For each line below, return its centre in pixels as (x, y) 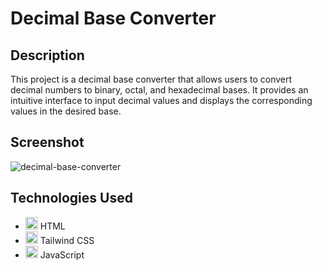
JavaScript (62, 254)
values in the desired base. (66, 111)
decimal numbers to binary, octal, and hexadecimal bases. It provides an (159, 90)
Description (47, 55)
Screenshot (47, 142)
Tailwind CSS (67, 240)
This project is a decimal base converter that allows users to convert (151, 79)
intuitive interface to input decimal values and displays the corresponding (161, 100)
